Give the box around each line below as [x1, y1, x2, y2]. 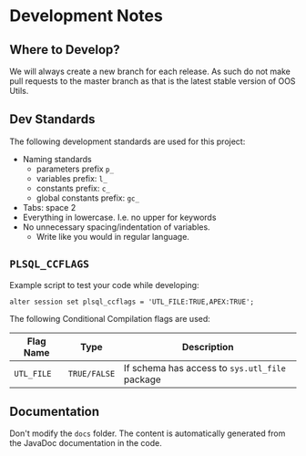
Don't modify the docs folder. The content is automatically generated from [9, 428, 286, 439]
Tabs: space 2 [22, 202, 76, 212]
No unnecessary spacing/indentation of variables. [22, 221, 211, 233]
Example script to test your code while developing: [9, 279, 199, 290]
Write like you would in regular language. [36, 231, 189, 242]
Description [181, 340, 234, 353]
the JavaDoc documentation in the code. [9, 438, 162, 449]
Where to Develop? [9, 42, 120, 57]
